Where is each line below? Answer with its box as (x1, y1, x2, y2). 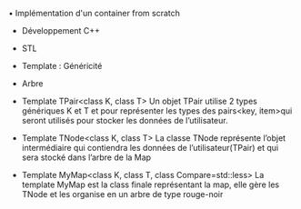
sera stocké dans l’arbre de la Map (21, 152, 152, 163)
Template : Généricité (21, 61, 103, 71)
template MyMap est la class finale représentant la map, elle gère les (21, 179, 279, 190)
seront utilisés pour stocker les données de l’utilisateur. (21, 115, 228, 125)
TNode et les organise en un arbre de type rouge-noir (21, 189, 224, 199)
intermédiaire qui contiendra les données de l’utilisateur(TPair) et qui (21, 143, 279, 153)
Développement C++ (21, 25, 101, 35)
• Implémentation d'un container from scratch (8, 8, 181, 18)
